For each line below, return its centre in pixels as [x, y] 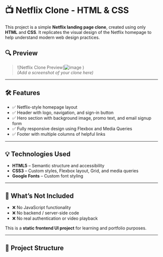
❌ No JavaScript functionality [41, 208]
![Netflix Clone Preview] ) [50, 67]
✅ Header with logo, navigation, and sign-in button [63, 112]
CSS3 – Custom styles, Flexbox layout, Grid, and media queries [75, 171]
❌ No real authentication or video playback [55, 218]
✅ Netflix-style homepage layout [45, 107]
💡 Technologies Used [38, 154]
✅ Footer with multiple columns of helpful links [59, 134]
